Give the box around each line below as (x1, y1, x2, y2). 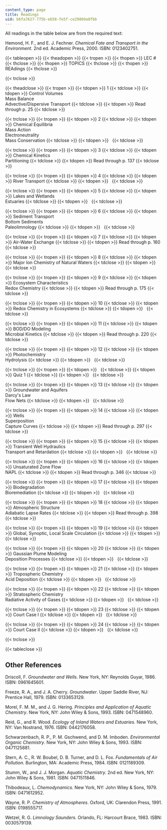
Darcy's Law (5, 392, 31, 398)
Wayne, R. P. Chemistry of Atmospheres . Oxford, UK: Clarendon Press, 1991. (5, 799, 162, 805)
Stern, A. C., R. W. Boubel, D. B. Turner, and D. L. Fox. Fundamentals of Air (5, 754, 157, 760)
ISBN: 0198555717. (5, 805, 43, 811)
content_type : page (5, 7, 46, 13)
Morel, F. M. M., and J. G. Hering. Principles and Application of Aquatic (5, 704, 151, 710)
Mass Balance (5, 96, 34, 102)
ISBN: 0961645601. (5, 679, 45, 685)
